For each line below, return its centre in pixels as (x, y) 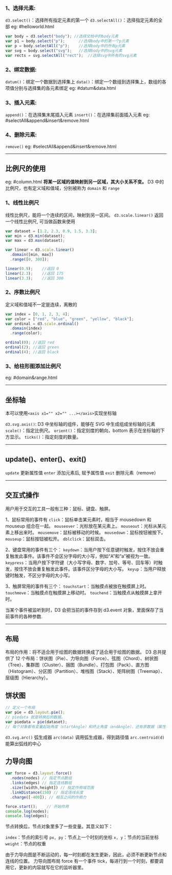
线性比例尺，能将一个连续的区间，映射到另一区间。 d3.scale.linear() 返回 (84, 215)
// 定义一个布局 (20, 708)
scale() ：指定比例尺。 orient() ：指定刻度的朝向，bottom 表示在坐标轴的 (83, 430)
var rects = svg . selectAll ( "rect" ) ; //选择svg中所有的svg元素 (71, 55)
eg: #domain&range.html (31, 377)
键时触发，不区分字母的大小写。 (39, 575)
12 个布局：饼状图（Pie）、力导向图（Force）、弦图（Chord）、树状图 (87, 659)
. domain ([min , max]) (32, 255)
